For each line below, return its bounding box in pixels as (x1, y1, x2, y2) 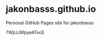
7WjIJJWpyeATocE (6, 29, 45, 35)
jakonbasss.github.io (6, 3, 96, 15)
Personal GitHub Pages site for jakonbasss (6, 20, 94, 26)
